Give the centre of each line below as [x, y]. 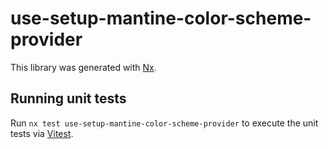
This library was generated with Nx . [83, 67]
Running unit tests [68, 98]
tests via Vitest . [42, 133]
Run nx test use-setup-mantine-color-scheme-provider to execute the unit [164, 123]
